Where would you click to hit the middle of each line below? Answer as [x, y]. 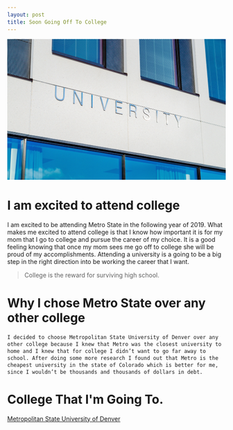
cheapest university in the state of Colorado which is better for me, [113, 365]
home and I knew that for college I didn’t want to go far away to [107, 351]
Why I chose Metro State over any [106, 303]
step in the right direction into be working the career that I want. [98, 261]
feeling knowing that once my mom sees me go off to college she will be [111, 247]
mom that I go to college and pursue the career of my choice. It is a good [112, 239]
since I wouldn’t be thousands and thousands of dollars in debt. [105, 372]
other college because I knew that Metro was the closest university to [114, 344]
